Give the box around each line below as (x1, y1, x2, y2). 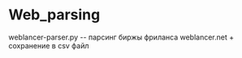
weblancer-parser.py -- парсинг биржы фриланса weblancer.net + (8, 32, 234, 42)
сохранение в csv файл (8, 40, 89, 50)
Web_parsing (8, 6, 101, 24)
